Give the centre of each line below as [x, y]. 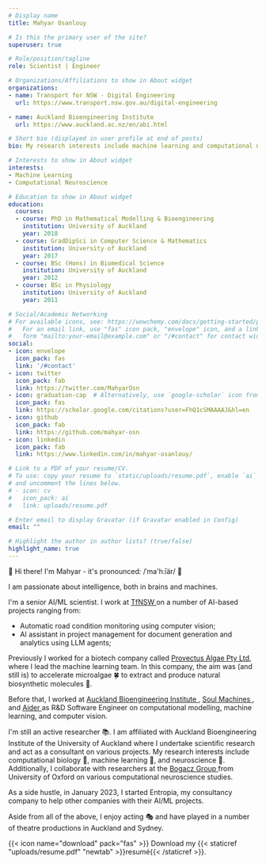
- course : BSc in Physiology [63, 285]
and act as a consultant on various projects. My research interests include [129, 751]
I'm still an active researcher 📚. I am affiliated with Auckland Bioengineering [133, 732]
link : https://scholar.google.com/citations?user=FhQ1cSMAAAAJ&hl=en [132, 410]
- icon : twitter [35, 373]
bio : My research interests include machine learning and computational [131, 146]
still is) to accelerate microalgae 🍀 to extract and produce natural [114, 675]
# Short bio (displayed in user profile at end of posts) [106, 139]
